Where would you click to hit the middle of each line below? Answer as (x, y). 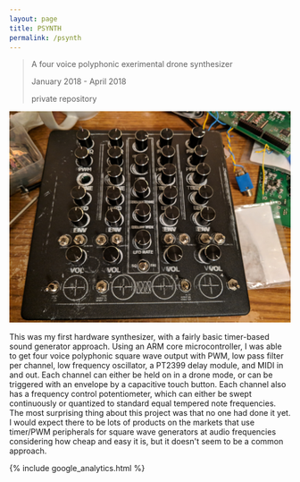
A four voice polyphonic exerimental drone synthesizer (132, 64)
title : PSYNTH (36, 28)
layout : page (33, 19)
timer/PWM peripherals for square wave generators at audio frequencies (143, 432)
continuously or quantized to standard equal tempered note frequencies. (143, 403)
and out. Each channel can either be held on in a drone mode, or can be (141, 375)
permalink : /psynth (46, 38)
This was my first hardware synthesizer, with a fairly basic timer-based (139, 337)
